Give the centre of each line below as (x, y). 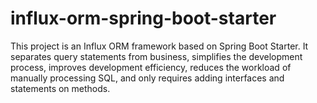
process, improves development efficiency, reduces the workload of (151, 67)
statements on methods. (60, 88)
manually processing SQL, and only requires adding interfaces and (147, 78)
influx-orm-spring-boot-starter (143, 18)
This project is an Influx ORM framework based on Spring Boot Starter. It (159, 46)
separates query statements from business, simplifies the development (156, 56)
